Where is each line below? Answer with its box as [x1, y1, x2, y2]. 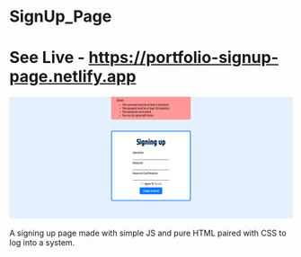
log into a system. [9, 236, 75, 248]
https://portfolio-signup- [88, 48, 279, 68]
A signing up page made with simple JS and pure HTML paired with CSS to [9, 227, 287, 238]
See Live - [9, 48, 85, 68]
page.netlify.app [9, 66, 137, 87]
